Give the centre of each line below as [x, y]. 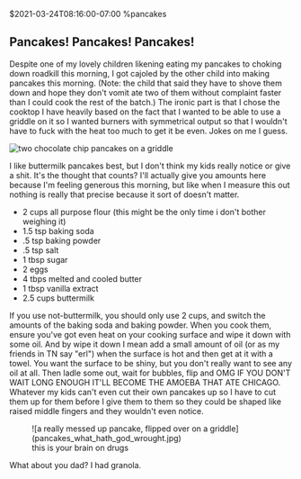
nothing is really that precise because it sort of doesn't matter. [124, 194]
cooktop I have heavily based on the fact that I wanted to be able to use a [145, 112]
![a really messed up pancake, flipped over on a [120, 429]
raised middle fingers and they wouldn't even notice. [106, 411]
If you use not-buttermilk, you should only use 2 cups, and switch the [137, 315]
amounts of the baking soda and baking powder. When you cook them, [141, 325]
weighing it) [44, 221]
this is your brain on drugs [80, 447]
